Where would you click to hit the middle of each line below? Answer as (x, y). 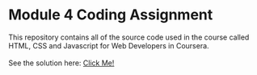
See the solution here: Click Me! (61, 63)
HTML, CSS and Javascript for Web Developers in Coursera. (109, 45)
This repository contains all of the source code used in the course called (129, 37)
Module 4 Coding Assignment (111, 15)
